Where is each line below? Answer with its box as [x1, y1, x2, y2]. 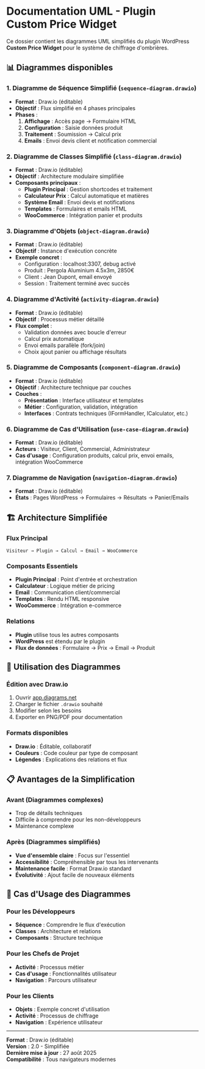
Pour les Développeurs [6, 907, 75, 915]
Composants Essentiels [6, 562, 78, 570]
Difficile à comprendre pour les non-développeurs [15, 816, 142, 824]
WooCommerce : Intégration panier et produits [24, 211, 143, 218]
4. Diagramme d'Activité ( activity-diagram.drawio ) [6, 295, 159, 304]
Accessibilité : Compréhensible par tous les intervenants [15, 858, 159, 865]
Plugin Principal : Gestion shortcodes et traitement [24, 185, 153, 193]
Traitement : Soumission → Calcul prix [24, 130, 122, 138]
